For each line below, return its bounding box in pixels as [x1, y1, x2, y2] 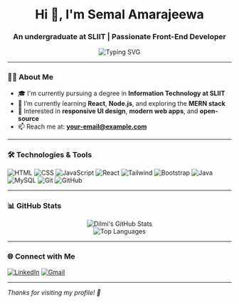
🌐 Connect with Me [7, 251, 76, 261]
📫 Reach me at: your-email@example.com [17, 122, 147, 131]
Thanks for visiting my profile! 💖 [7, 288, 101, 297]
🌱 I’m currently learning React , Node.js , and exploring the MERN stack [17, 99, 225, 107]
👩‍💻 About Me [7, 72, 53, 82]
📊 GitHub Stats [7, 201, 62, 210]
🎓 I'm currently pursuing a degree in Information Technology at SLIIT [17, 89, 225, 97]
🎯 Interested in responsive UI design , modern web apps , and [17, 107, 198, 115]
